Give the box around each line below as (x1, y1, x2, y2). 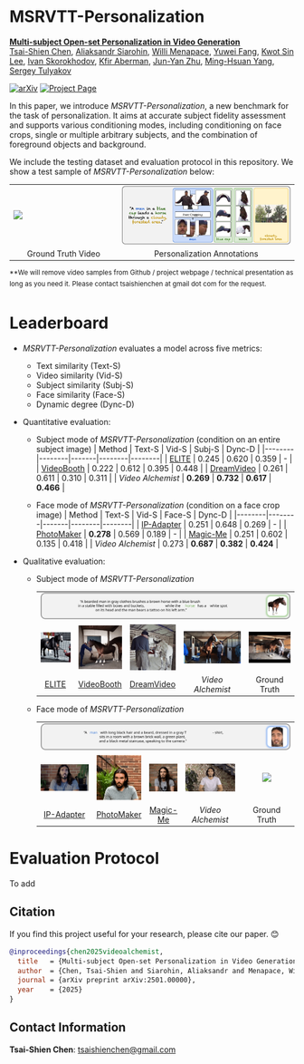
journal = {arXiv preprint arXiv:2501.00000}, (17, 976, 196, 985)
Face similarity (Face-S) (35, 389, 126, 400)
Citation (9, 904, 56, 920)
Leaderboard (9, 313, 109, 333)
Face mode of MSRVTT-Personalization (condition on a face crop (35, 499, 280, 510)
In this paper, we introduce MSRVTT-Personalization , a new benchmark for (9, 100, 290, 111)
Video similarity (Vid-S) (35, 370, 124, 381)
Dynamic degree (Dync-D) (35, 399, 135, 410)
